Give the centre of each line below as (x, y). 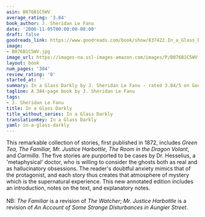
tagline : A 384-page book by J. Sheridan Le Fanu (71, 91)
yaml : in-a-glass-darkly (38, 126)
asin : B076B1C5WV (28, 12)
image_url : (20, 57)
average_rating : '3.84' (37, 18)
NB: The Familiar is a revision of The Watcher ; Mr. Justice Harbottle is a (96, 201)
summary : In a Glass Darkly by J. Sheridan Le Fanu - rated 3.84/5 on (98, 86)
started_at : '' (26, 80)
